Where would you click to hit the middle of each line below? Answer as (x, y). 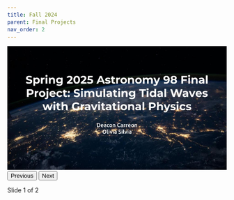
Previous (22, 175)
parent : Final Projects (42, 22)
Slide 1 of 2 (23, 190)
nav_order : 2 (26, 29)
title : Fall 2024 (32, 15)
